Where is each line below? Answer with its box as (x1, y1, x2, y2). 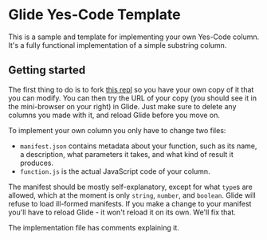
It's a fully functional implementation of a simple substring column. (8, 40, 227, 49)
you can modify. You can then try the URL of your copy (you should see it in (8, 93, 257, 103)
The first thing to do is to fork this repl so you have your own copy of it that (8, 85, 254, 94)
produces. (19, 158, 54, 167)
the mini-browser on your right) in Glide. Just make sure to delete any (8, 101, 237, 111)
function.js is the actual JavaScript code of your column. (19, 166, 210, 176)
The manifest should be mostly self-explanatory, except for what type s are (8, 182, 253, 191)
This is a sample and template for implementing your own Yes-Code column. (8, 32, 260, 41)
